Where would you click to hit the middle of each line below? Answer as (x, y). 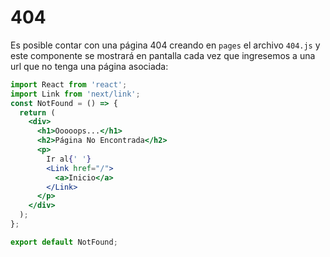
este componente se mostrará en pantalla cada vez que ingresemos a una (163, 55)
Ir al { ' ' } (69, 159)
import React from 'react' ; (69, 84)
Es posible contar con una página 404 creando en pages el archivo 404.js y (165, 45)
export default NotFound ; (64, 242)
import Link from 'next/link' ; (75, 94)
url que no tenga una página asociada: (89, 66)
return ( (37, 112)
